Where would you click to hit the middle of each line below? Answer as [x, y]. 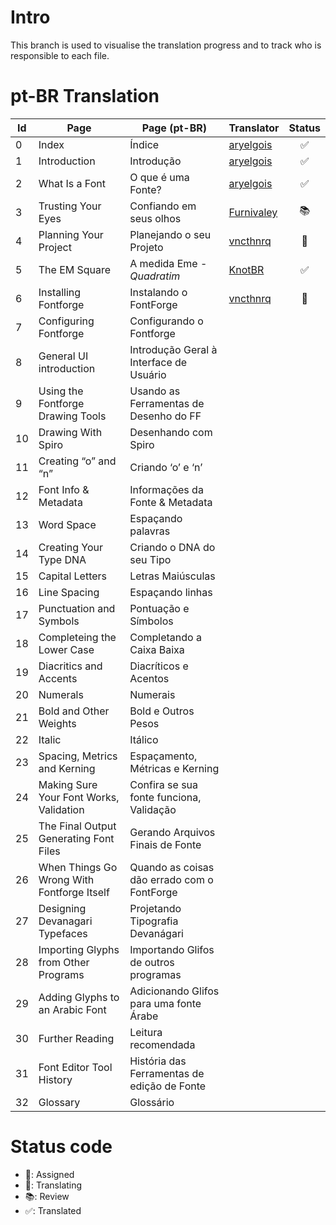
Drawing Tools [72, 416]
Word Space [67, 524]
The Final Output [77, 826]
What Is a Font [72, 183]
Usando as [155, 391]
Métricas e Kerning [174, 768]
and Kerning [67, 768]
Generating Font [76, 838]
